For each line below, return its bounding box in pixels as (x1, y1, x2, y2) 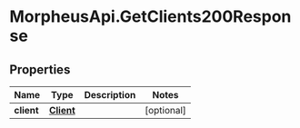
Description (84, 89, 136, 101)
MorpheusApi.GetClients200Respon (9, 6, 292, 27)
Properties (9, 62, 71, 77)
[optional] (144, 104, 186, 116)
